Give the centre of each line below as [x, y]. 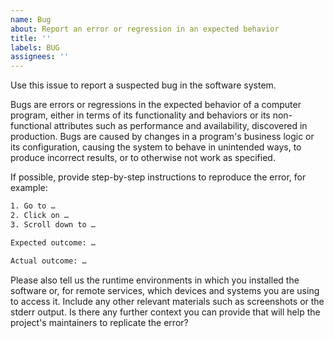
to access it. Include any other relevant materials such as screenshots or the [167, 301]
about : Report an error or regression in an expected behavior [145, 29]
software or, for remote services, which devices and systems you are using [165, 290]
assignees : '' [40, 57]
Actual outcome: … [48, 261]
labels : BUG [35, 47]
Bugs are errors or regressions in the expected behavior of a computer [156, 105]
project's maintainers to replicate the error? [99, 322]
